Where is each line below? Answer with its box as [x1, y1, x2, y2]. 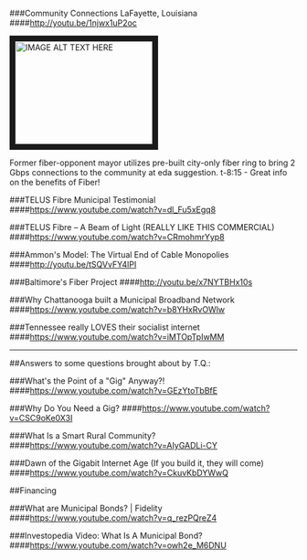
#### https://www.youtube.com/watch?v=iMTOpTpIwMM [9, 332, 225, 342]
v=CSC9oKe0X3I [9, 413, 73, 423]
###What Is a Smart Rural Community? [9, 430, 156, 441]
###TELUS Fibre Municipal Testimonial [9, 195, 156, 205]
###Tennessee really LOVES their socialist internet [9, 322, 201, 333]
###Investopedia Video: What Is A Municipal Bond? [9, 530, 203, 541]
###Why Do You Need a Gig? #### [9, 403, 143, 414]
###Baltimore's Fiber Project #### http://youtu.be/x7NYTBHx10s [9, 277, 253, 287]
